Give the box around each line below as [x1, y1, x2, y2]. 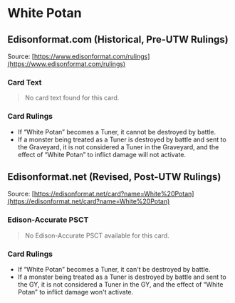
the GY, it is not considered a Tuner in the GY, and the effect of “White [17, 280, 224, 289]
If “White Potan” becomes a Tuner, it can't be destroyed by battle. [17, 265, 211, 273]
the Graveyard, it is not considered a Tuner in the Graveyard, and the [17, 142, 219, 151]
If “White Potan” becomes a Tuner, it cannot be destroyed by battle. [17, 127, 216, 136]
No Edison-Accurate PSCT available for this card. [24, 231, 169, 240]
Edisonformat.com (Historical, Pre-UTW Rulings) [7, 33, 229, 46]
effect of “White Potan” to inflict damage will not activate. [17, 150, 187, 159]
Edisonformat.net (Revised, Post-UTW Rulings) [7, 171, 221, 183]
